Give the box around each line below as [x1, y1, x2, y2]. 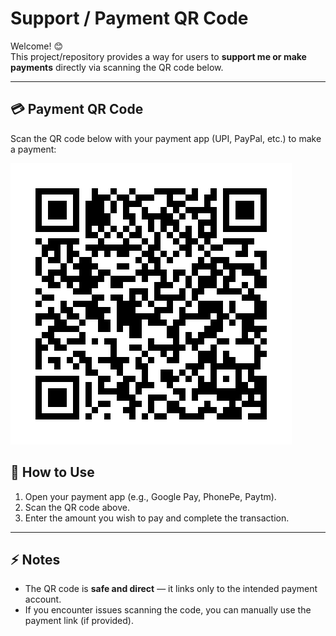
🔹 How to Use [10, 464, 95, 481]
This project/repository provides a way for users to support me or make [10, 50, 307, 62]
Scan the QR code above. [24, 501, 131, 513]
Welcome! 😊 [10, 40, 64, 52]
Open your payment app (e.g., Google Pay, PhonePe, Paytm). [24, 490, 277, 502]
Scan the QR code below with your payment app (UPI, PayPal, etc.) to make [10, 132, 322, 144]
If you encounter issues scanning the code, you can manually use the [24, 604, 312, 616]
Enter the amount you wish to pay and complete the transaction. [24, 512, 290, 524]
